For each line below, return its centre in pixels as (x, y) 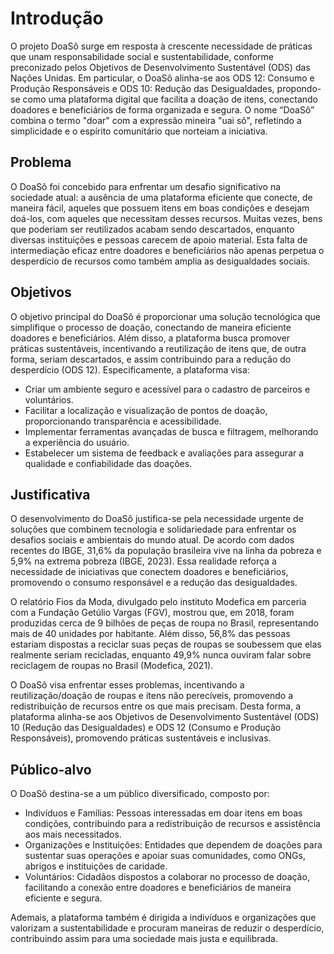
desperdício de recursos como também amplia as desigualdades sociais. (160, 261)
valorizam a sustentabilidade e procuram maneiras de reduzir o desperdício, (167, 928)
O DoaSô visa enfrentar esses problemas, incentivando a (127, 685)
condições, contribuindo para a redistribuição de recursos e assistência (172, 824)
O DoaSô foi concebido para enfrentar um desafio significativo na (146, 186)
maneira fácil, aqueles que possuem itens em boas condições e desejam (160, 208)
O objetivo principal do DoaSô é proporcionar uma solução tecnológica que (166, 316)
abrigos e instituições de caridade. (96, 866)
